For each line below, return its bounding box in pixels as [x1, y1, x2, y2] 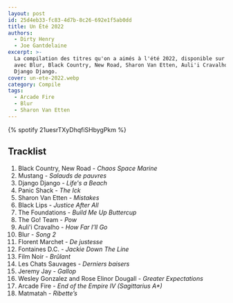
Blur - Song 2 [17, 230, 56, 239]
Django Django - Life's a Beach [17, 178, 108, 187]
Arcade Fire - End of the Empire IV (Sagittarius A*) [17, 282, 163, 290]
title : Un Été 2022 [8, 23, 64, 30]
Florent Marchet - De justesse [17, 237, 103, 246]
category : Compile [8, 81, 61, 88]
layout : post [8, 10, 46, 17]
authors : [8, 29, 33, 37]
